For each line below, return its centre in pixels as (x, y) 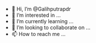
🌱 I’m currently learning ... (42, 21)
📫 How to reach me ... (38, 34)
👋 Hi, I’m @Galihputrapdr (41, 9)
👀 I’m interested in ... (36, 15)
